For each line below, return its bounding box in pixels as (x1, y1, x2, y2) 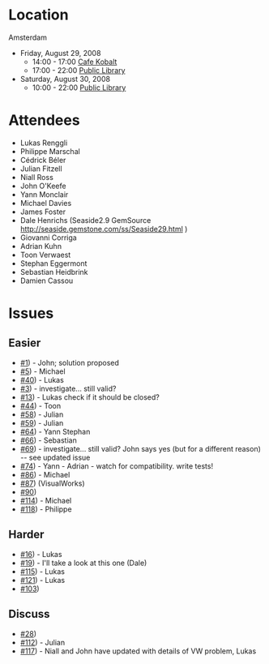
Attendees (8, 111, 80, 130)
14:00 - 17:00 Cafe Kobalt (32, 57, 117, 66)
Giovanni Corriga (19, 233, 77, 242)
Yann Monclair (19, 189, 69, 199)
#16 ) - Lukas (19, 549, 62, 559)
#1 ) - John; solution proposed (19, 358, 120, 367)
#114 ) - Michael (19, 495, 72, 505)
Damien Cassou (19, 276, 74, 285)
